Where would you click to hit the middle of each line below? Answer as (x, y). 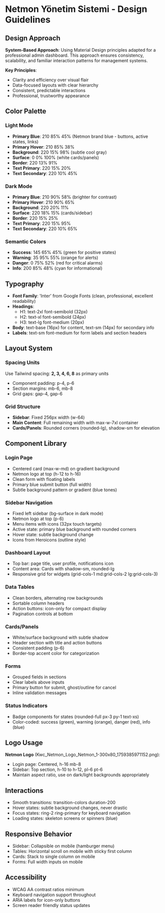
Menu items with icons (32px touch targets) (57, 524)
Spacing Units (22, 363)
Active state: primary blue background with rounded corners (74, 529)
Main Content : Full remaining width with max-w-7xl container (75, 423)
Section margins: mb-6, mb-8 (42, 388)
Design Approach (33, 38)
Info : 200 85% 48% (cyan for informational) (57, 268)
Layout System (29, 348)
